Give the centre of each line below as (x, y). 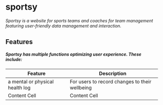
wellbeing (81, 88)
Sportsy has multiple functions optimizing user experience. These (74, 54)
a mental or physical (31, 82)
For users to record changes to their (111, 82)
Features (19, 42)
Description (113, 74)
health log (19, 88)
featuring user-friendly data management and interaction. (63, 26)
